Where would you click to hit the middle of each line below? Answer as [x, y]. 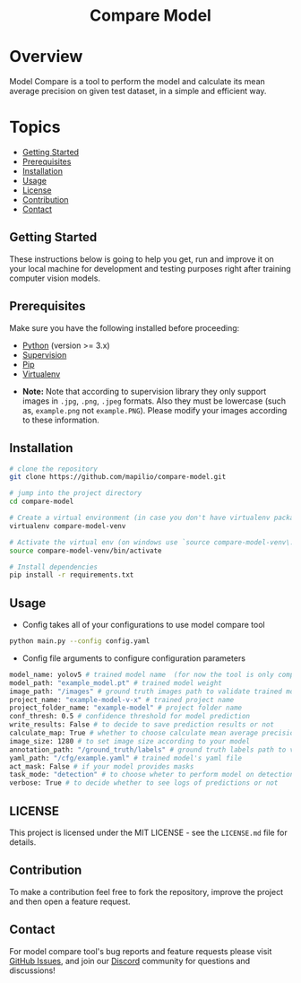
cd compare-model [42, 502]
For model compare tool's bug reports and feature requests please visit [141, 951]
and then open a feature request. [70, 901]
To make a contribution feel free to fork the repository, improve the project [146, 892]
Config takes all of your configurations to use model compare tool [144, 625]
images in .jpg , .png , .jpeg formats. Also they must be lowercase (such [154, 401]
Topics [35, 127]
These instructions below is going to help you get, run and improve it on [142, 259]
